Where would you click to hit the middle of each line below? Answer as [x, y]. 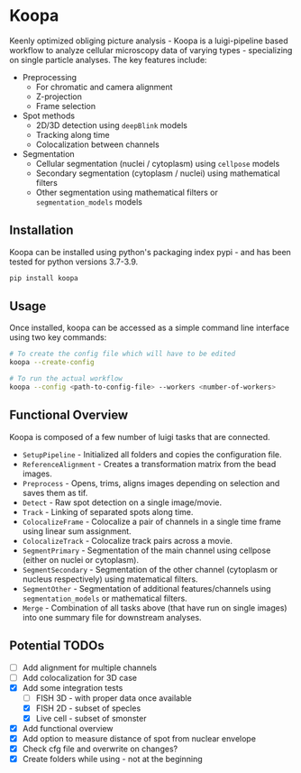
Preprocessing [50, 77]
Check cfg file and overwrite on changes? [100, 749]
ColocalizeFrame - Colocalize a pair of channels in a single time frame [151, 521]
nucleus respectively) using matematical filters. [110, 579]
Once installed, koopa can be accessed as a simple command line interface [150, 328]
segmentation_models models [89, 202]
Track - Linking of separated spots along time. [108, 511]
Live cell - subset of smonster [91, 718]
